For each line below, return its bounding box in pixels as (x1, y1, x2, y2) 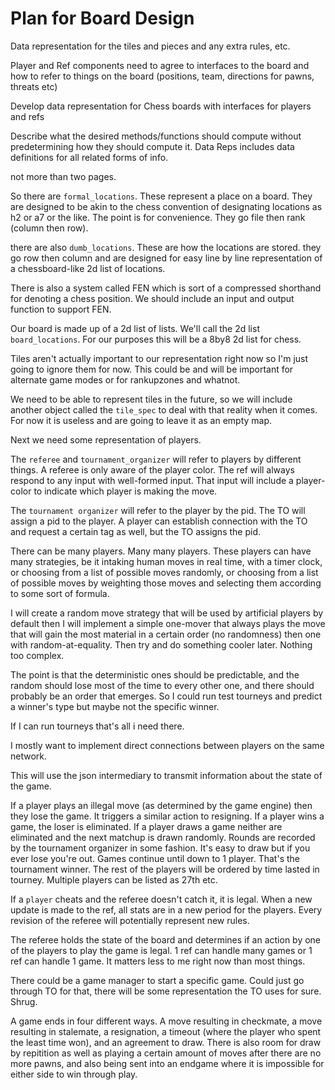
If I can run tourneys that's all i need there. (10, 720, 185, 732)
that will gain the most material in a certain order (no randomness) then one (10, 628, 322, 640)
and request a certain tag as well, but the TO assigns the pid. (10, 525, 261, 537)
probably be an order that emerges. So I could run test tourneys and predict (10, 690, 323, 702)
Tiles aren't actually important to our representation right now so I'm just (10, 352, 309, 364)
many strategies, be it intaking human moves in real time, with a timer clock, (10, 555, 323, 567)
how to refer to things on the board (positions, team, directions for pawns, (10, 70, 315, 82)
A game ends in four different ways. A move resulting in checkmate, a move (10, 1015, 323, 1027)
